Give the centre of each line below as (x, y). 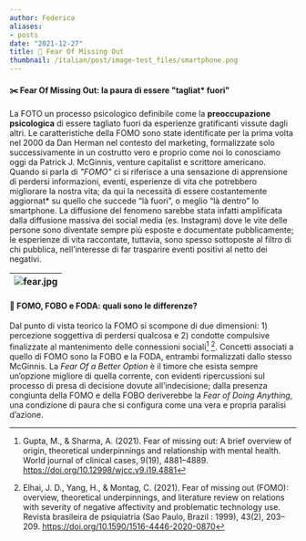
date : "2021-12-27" (46, 43)
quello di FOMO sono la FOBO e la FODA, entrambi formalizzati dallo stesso (151, 357)
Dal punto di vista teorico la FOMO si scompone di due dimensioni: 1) (138, 326)
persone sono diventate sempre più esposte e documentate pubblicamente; (152, 230)
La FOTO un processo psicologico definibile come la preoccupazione (140, 114)
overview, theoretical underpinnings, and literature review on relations (153, 497)
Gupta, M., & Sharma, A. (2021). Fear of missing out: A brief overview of (157, 441)
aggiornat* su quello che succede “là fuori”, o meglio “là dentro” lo (134, 201)
